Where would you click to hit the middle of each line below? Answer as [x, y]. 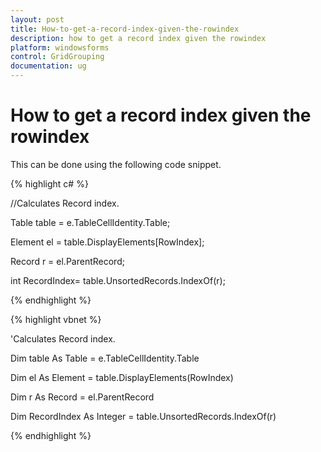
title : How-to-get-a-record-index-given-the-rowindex [125, 29]
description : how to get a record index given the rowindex [138, 38]
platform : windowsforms [60, 47]
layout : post [37, 19]
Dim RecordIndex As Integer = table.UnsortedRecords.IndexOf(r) [143, 416]
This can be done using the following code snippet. [116, 164]
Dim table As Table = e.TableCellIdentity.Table [105, 358]
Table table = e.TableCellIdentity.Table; [90, 222]
